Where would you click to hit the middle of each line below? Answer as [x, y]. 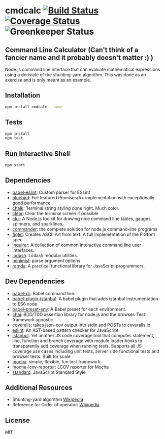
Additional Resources [39, 387]
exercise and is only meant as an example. [48, 80]
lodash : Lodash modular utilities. [45, 255]
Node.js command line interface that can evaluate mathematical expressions [82, 69]
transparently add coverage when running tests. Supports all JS [77, 346]
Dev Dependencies [35, 282]
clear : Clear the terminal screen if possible [55, 213]
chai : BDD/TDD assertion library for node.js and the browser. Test [79, 314]
